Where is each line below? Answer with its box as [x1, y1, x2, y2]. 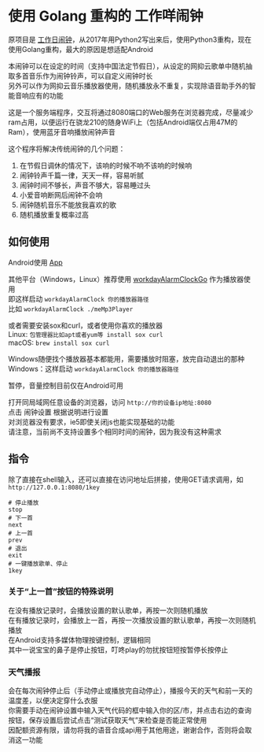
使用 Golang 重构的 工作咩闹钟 [8, 7, 204, 25]
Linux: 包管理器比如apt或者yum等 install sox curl [8, 329, 163, 339]
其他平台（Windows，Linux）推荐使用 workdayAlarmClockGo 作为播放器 [8, 274, 244, 283]
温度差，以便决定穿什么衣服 [8, 696, 98, 706]
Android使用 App [8, 257, 63, 267]
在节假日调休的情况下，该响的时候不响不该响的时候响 [19, 161, 192, 170]
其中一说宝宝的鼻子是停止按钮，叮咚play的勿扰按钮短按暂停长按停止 [8, 645, 229, 654]
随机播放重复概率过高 [19, 209, 89, 219]
